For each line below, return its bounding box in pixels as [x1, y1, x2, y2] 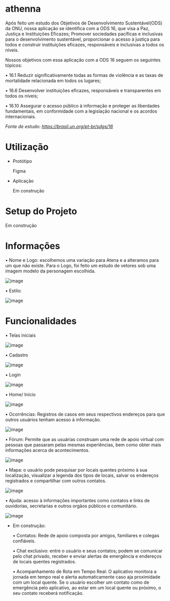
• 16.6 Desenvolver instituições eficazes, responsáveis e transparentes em [5, 87, 161, 93]
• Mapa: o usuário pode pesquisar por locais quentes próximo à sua [5, 467, 148, 473]
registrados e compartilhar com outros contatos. [5, 477, 107, 484]
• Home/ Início [5, 391, 36, 397]
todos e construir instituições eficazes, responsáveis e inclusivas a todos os [5, 41, 164, 47]
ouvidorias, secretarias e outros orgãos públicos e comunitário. [5, 503, 138, 509]
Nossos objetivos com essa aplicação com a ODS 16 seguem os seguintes [5, 57, 161, 63]
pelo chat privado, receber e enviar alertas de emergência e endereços [12, 553, 162, 559]
